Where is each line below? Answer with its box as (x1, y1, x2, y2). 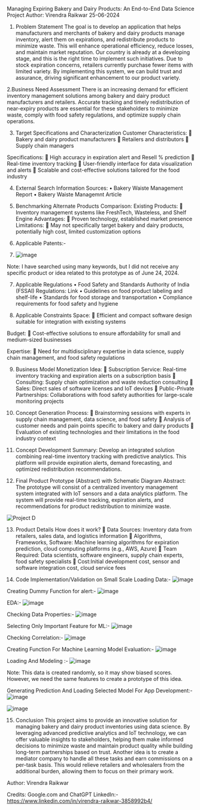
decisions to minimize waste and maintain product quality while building (15, 742, 193, 749)
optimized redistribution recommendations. (15, 465, 122, 473)
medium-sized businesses (7, 336, 72, 343)
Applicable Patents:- (15, 240, 66, 247)
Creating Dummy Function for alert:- (7, 588, 96, 594)
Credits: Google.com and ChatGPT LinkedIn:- (7, 791, 119, 798)
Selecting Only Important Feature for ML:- (7, 623, 110, 629)
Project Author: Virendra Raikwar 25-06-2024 (7, 11, 120, 19)
